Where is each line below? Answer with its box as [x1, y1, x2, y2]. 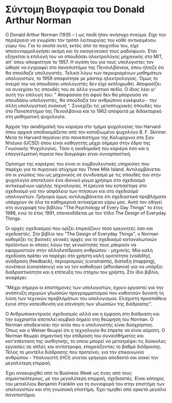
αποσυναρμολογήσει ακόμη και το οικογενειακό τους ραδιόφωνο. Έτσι [5, 48, 157, 54]
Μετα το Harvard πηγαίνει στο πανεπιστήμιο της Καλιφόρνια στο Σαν [5, 134, 154, 140]
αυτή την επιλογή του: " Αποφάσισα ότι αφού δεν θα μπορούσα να [5, 91, 148, 98]
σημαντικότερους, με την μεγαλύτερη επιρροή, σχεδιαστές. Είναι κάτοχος [5, 375, 165, 381]
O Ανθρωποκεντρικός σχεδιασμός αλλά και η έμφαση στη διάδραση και [5, 310, 160, 317]
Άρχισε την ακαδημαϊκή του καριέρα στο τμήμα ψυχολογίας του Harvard [5, 123, 161, 130]
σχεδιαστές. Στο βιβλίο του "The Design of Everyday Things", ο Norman [5, 230, 159, 237]
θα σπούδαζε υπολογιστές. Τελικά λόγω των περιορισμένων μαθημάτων [5, 69, 162, 76]
